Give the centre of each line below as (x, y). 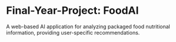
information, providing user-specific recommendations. (73, 32)
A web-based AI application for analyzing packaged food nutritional (88, 26)
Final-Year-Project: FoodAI (73, 11)
